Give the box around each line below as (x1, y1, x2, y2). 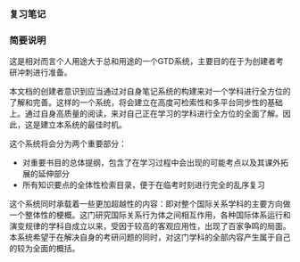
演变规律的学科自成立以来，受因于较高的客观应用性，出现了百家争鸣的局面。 (9, 221, 291, 232)
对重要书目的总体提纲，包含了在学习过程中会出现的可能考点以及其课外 (21, 158, 281, 168)
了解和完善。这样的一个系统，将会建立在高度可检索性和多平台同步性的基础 (9, 97, 283, 108)
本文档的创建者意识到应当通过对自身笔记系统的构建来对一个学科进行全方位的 (9, 86, 291, 97)
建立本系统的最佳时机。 (39, 119, 127, 130)
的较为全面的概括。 (9, 243, 80, 254)
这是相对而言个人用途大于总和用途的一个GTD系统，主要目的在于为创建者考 (9, 56, 284, 67)
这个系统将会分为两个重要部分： (9, 138, 127, 149)
